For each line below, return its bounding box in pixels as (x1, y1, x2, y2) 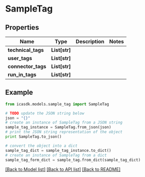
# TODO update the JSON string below (5, 110, 85, 116)
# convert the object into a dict (5, 143, 78, 148)
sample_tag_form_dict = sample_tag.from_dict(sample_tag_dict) (5, 157, 141, 162)
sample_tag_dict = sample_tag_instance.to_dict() (5, 148, 112, 153)
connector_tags (8, 63, 47, 70)
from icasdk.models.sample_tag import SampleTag (5, 101, 109, 106)
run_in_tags (8, 71, 37, 78)
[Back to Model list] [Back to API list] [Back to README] (5, 166, 121, 172)
